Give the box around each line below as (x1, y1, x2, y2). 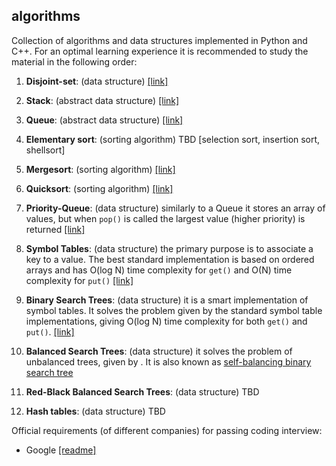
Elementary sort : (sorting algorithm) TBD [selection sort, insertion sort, (25, 133, 321, 145)
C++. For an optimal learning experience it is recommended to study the (11, 45, 309, 57)
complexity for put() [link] (25, 274, 134, 286)
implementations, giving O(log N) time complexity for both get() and (25, 315, 308, 327)
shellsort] (25, 144, 66, 156)
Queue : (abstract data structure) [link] (25, 114, 184, 126)
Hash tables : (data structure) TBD (25, 405, 166, 417)
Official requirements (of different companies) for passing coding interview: (11, 424, 323, 436)
